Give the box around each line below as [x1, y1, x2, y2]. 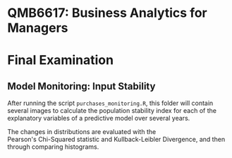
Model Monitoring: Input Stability [7, 80, 156, 92]
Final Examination [7, 52, 114, 68]
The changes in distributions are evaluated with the [7, 128, 157, 136]
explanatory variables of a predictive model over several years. [7, 114, 190, 123]
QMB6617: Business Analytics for [7, 5, 208, 21]
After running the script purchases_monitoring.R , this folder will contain [7, 99, 214, 107]
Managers [7, 20, 68, 36]
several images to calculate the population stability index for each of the [7, 107, 217, 115]
